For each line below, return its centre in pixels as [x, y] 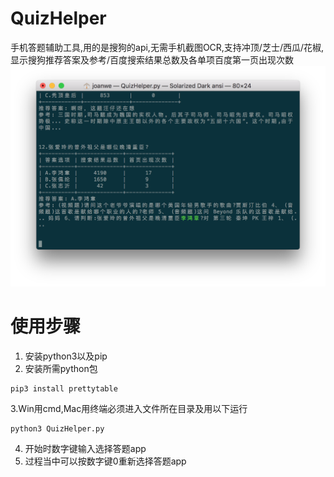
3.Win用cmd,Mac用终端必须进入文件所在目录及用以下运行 [129, 408]
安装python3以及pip [66, 356]
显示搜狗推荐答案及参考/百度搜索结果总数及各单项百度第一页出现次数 [152, 59]
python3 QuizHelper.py [57, 428]
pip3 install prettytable [64, 388]
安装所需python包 [61, 368]
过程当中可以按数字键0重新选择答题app [105, 461]
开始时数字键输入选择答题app [85, 448]
